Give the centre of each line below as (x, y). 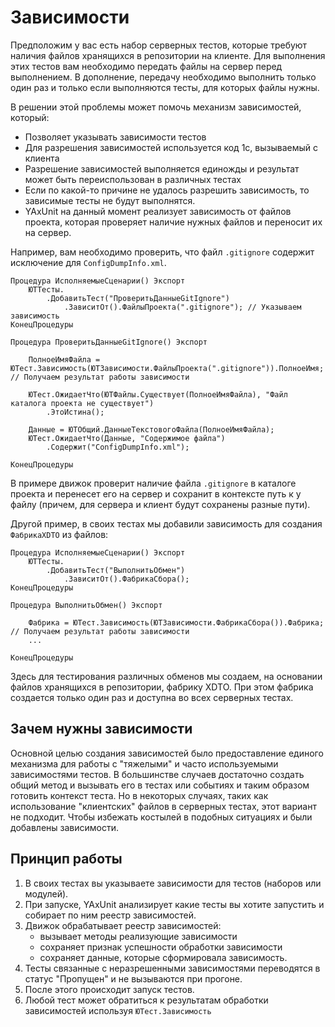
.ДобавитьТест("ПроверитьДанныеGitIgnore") (138, 298)
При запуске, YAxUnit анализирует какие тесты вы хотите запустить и (174, 904)
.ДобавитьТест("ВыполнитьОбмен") (116, 570)
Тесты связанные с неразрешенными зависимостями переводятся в (172, 968)
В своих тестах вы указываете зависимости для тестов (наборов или (173, 883)
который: (30, 117)
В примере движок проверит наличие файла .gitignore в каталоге (153, 483)
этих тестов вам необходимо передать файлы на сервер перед (146, 66)
